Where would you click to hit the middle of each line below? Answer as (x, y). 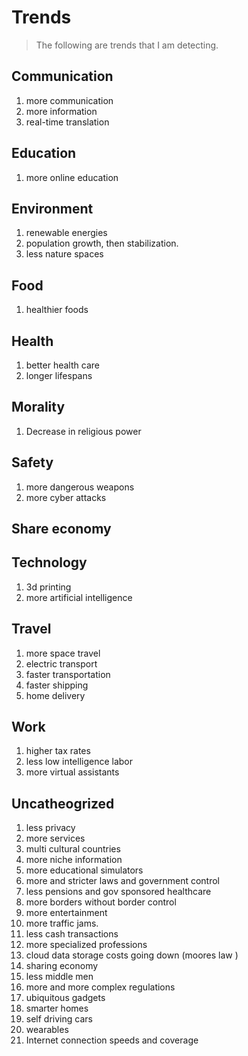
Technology (49, 562)
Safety (32, 462)
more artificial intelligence (79, 597)
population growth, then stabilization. (102, 243)
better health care (62, 365)
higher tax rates (58, 751)
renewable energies (66, 233)
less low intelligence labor (79, 762)
